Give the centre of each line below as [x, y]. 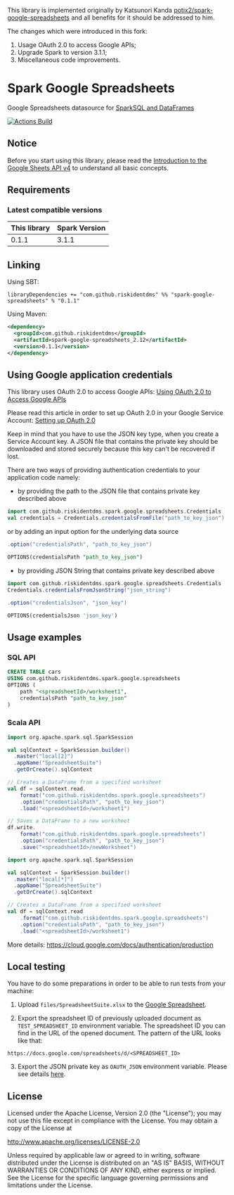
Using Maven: [27, 314]
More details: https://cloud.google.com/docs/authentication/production [110, 945]
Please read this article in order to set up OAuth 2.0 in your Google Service [115, 413]
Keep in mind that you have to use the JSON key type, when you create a [113, 434]
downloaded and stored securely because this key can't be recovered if [111, 449]
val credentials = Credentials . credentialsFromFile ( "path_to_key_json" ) [116, 518]
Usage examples [45, 637]
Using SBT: [23, 282]
